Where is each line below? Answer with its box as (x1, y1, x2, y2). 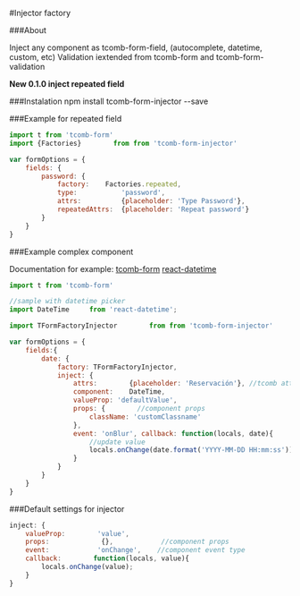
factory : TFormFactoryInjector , (56, 362, 178, 371)
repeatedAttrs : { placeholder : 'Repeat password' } (56, 205, 250, 214)
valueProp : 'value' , (25, 529, 129, 538)
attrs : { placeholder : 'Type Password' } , (56, 197, 246, 206)
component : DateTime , (72, 387, 166, 396)
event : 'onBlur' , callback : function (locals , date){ (72, 429, 274, 438)
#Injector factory (9, 8, 71, 18)
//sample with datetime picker (9, 297, 126, 306)
